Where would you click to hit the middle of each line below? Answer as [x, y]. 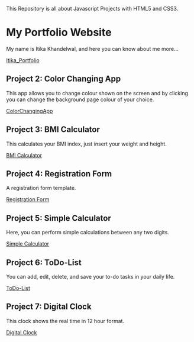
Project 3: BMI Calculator [53, 130]
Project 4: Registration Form [59, 174]
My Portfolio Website [59, 33]
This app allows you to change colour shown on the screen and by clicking [97, 93]
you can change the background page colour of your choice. [80, 99]
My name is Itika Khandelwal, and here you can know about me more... [92, 49]
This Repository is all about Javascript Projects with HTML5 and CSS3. [92, 9]
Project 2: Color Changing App [64, 79]
